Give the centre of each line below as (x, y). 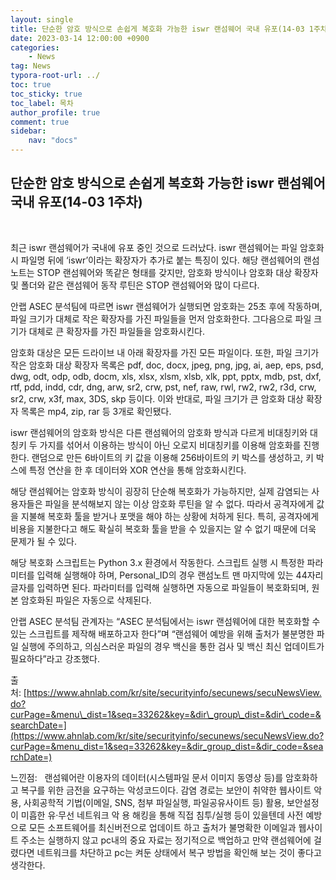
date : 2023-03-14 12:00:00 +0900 (80, 38)
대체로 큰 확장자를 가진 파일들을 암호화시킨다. (117, 331)
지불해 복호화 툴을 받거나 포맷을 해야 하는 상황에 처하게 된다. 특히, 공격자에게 (170, 516)
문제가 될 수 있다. (44, 541)
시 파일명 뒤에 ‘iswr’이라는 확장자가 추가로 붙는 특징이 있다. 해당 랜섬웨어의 (156, 260)
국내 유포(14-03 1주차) (76, 202)
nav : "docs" (53, 141)
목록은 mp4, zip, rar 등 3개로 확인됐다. (96, 411)
